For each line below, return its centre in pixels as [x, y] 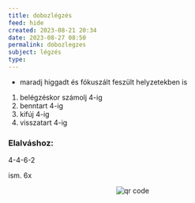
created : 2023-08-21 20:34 [52, 30]
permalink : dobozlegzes [47, 45]
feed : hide [26, 23]
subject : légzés [35, 52]
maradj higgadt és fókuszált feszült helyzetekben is [103, 82]
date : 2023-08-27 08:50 [47, 38]
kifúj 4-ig [34, 114]
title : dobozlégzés [40, 15]
